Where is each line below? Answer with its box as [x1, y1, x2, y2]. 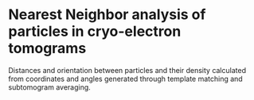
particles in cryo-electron [8, 22, 182, 40]
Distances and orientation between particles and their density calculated [8, 65, 247, 75]
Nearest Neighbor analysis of [8, 6, 206, 24]
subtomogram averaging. [8, 82, 92, 92]
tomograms [8, 40, 87, 57]
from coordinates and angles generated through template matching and [8, 74, 243, 83]
